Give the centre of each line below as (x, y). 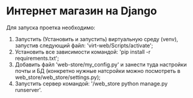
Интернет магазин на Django (82, 11)
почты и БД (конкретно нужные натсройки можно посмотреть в (98, 71)
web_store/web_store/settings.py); (58, 77)
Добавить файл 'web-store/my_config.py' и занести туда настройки (101, 65)
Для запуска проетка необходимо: (51, 27)
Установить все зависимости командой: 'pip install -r (83, 51)
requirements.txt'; (37, 58)
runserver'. (28, 90)
